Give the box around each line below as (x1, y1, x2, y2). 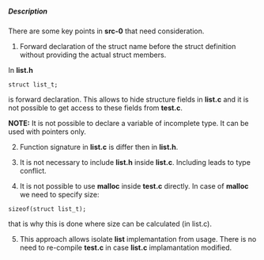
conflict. (19, 166, 47, 175)
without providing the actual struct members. (19, 50, 167, 59)
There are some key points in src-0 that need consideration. (8, 26, 205, 36)
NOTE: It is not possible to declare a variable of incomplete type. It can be (8, 118, 249, 128)
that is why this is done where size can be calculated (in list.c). (8, 219, 212, 228)
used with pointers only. (8, 127, 87, 136)
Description (8, 6, 48, 16)
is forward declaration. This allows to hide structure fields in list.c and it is (8, 94, 249, 104)
